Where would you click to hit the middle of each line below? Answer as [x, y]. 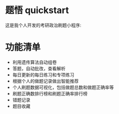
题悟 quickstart [37, 10]
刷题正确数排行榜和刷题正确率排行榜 [50, 93]
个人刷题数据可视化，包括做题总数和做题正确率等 [63, 87]
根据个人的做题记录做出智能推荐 [45, 81]
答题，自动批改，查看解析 [39, 68]
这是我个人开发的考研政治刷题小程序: [43, 25]
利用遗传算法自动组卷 [34, 62]
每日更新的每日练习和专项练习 [43, 75]
